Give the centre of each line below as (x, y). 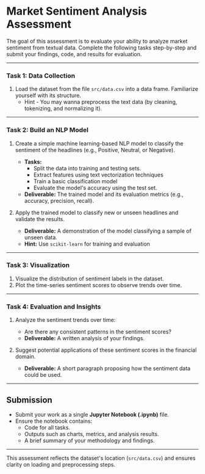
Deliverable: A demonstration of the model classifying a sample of (108, 231)
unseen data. (41, 237)
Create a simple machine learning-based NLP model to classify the (99, 143)
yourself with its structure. (48, 95)
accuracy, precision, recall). (59, 200)
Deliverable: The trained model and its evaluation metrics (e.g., (104, 194)
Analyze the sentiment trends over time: (65, 320)
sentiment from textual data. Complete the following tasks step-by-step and (102, 48)
